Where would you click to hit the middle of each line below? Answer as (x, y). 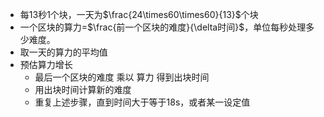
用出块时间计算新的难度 (83, 89)
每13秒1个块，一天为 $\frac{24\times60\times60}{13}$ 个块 (139, 14)
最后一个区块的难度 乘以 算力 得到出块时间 (122, 77)
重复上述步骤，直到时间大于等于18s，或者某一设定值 (142, 102)
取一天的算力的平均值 (63, 52)
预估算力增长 (46, 64)
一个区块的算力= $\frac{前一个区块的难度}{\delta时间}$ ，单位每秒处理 (163, 27)
